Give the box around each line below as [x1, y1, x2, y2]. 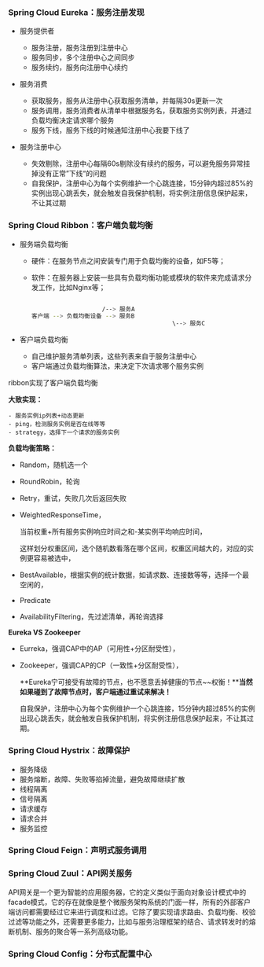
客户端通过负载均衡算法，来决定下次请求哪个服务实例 [31, 362, 204, 371]
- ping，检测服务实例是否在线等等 [8, 421, 106, 428]
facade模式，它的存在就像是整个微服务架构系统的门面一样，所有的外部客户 [8, 897, 251, 906]
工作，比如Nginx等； [38, 282, 106, 292]
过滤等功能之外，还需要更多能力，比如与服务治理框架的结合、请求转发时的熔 [8, 917, 256, 926]
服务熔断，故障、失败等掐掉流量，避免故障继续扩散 [19, 774, 185, 784]
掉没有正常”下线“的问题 [31, 169, 107, 178]
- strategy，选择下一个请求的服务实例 [8, 428, 120, 437]
